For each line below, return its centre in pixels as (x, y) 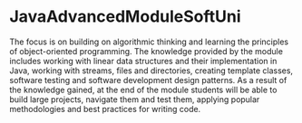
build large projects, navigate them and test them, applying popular (135, 99)
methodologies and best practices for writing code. (105, 109)
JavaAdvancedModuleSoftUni (126, 17)
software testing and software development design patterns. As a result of (148, 80)
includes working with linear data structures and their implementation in (143, 61)
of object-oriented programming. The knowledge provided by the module (146, 51)
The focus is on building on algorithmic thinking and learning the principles (149, 42)
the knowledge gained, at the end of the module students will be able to (143, 90)
